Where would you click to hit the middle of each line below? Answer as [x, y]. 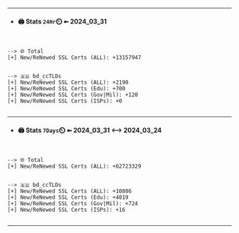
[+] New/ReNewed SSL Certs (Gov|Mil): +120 [73, 95]
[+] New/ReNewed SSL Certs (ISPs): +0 [65, 101]
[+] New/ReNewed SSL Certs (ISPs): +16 [67, 210]
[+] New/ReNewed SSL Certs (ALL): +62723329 [74, 167]
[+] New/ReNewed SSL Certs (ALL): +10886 [70, 191]
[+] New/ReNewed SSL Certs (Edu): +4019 [68, 197]
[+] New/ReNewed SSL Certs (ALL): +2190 [68, 82]
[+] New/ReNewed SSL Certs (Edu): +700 [67, 89]
